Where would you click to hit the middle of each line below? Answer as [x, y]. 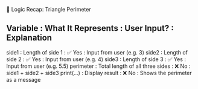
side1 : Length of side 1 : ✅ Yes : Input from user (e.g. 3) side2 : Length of [97, 52]
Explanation [29, 38]
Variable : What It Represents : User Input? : [90, 28]
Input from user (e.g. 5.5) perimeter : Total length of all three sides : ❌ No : [98, 66]
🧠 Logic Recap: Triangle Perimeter [49, 9]
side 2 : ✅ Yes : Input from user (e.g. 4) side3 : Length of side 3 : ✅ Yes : [96, 59]
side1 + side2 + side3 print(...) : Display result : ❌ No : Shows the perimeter [99, 73]
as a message [24, 79]
